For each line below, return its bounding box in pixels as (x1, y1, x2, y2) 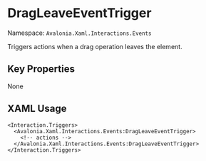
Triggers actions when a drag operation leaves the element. (7, 42, 183, 51)
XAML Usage (7, 103, 67, 115)
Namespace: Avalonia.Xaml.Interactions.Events (7, 28, 152, 37)
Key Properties (7, 63, 75, 76)
